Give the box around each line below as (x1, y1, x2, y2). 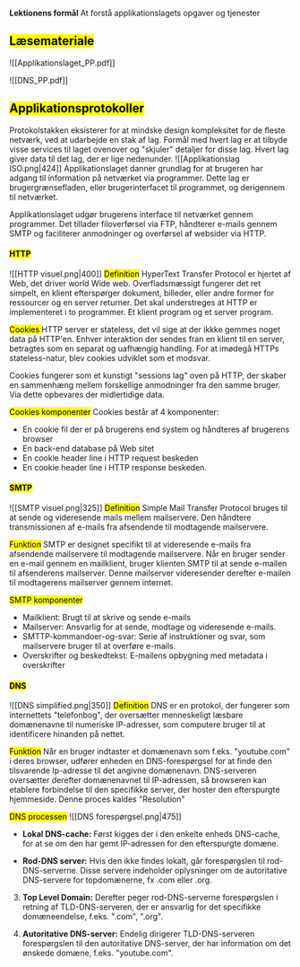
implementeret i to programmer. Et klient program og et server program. (9, 306, 274, 317)
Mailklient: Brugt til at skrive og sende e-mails (21, 612, 191, 623)
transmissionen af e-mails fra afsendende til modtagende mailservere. (9, 522, 269, 532)
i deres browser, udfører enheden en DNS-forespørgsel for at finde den (9, 756, 272, 767)
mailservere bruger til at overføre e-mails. (21, 641, 176, 652)
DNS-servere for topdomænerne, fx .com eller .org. (21, 875, 212, 885)
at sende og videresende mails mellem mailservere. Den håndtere (9, 512, 252, 523)
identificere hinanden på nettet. (9, 729, 125, 740)
